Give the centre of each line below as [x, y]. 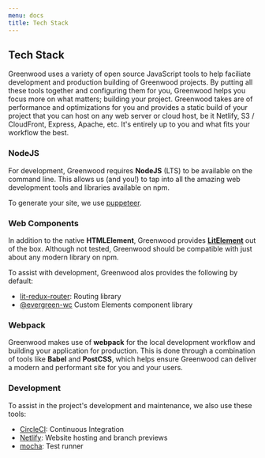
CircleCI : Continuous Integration [72, 429]
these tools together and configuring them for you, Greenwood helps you [127, 91]
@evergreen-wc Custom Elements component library [106, 305]
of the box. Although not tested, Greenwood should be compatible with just [130, 248]
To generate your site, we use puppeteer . [75, 203]
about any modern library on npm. [63, 257]
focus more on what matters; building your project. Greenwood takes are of [131, 99]
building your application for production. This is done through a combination [132, 351]
